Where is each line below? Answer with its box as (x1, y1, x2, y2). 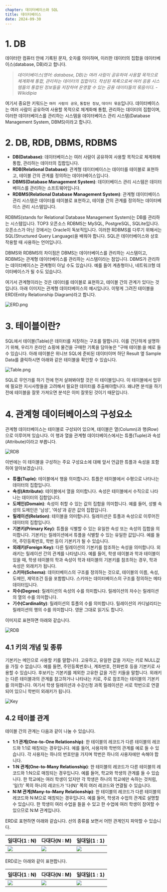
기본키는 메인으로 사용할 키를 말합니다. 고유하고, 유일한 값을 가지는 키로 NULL (5, 657, 156, 663)
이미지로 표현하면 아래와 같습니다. (5, 617, 71, 623)
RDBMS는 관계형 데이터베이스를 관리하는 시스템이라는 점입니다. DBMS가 (5, 256, 147, 262)
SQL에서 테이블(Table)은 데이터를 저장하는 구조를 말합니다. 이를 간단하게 (5, 338, 147, 344)
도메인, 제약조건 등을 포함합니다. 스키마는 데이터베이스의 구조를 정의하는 (12, 575, 153, 581)
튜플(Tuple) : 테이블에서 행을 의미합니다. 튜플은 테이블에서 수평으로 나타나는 (12, 476, 160, 482)
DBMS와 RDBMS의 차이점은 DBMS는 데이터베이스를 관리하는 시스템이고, (5, 250, 148, 256)
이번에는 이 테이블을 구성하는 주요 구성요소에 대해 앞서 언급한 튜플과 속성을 (5, 459, 151, 465)
